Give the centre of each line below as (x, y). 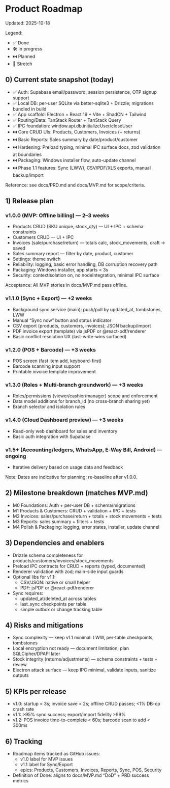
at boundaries (27, 154)
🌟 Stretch (22, 64)
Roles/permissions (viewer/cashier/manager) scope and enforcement (85, 396)
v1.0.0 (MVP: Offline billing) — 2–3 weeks (57, 215)
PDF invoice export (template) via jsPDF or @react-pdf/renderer (79, 331)
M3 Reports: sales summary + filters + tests (58, 521)
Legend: (14, 33)
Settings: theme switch (37, 259)
